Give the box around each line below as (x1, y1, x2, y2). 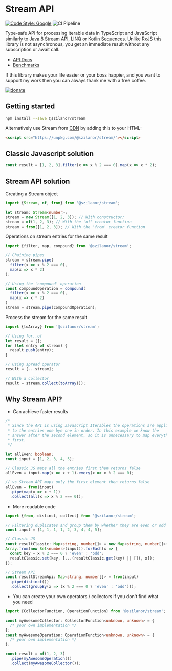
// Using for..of (5, 333, 42, 339)
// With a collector (5, 376, 50, 381)
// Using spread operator (5, 362, 60, 367)
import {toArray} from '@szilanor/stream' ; (5, 324, 100, 329)
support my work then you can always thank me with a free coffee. (5, 77, 147, 83)
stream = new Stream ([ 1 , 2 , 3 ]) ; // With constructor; (5, 214, 125, 220)
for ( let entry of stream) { (5, 343, 68, 348)
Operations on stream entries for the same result (5, 233, 108, 239)
